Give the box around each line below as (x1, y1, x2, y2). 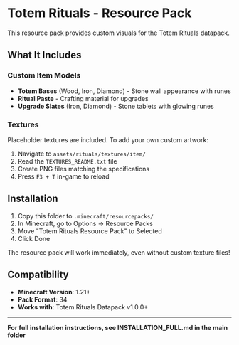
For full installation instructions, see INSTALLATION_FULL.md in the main (7, 323, 228, 331)
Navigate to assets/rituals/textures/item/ (17, 149, 146, 158)
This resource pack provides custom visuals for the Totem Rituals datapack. (7, 28, 230, 37)
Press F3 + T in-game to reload (17, 172, 110, 181)
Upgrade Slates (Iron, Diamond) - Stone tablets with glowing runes (17, 102, 215, 110)
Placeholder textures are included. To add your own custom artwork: (7, 135, 208, 144)
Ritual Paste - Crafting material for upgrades (17, 94, 149, 102)
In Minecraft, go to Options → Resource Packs (17, 219, 153, 228)
